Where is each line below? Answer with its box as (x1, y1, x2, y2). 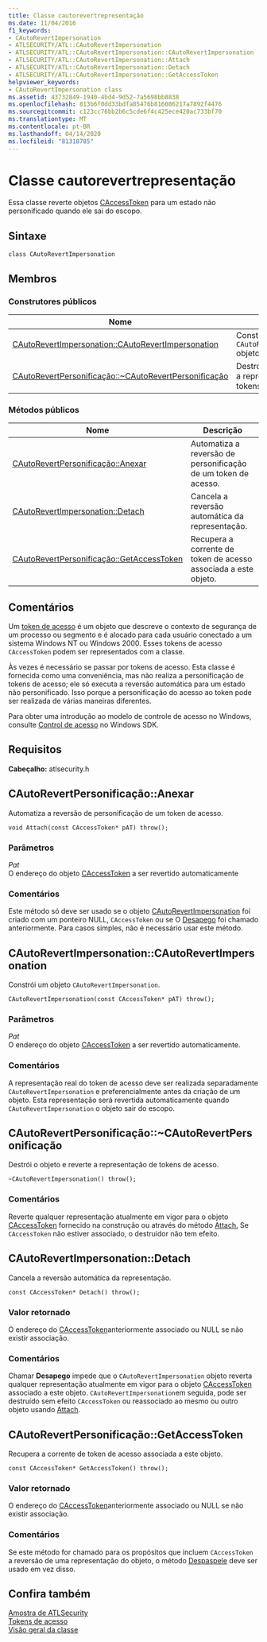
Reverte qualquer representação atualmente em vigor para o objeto (8, 1212, 229, 1221)
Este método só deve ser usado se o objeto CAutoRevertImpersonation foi (8, 906, 251, 916)
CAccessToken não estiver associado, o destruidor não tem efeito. (8, 1229, 220, 1238)
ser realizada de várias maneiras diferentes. (8, 697, 152, 706)
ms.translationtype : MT (8, 115, 87, 123)
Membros (8, 272, 57, 285)
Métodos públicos (8, 404, 79, 415)
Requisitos (8, 743, 62, 756)
